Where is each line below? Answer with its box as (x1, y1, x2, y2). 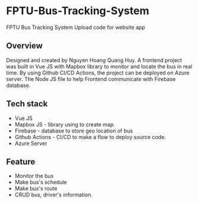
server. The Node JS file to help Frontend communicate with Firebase (6, 75, 176, 82)
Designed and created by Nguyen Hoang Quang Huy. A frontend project (6, 56, 183, 63)
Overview (6, 41, 43, 51)
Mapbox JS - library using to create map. (14, 121, 116, 128)
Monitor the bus (14, 173, 54, 180)
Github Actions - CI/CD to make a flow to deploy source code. (14, 133, 166, 140)
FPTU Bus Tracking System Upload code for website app (6, 24, 145, 31)
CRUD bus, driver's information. (14, 191, 93, 199)
